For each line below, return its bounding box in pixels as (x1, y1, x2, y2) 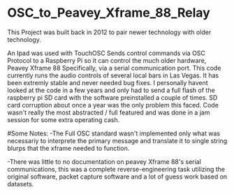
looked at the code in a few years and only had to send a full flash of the (7, 86, 215, 94)
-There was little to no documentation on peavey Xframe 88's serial (7, 157, 201, 165)
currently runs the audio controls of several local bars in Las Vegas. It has (7, 71, 219, 80)
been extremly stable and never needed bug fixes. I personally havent (7, 78, 208, 87)
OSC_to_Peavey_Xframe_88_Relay (7, 5, 211, 21)
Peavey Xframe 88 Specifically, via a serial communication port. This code (7, 64, 221, 72)
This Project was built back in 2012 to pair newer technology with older (7, 28, 212, 36)
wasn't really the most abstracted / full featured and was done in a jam (7, 108, 210, 117)
